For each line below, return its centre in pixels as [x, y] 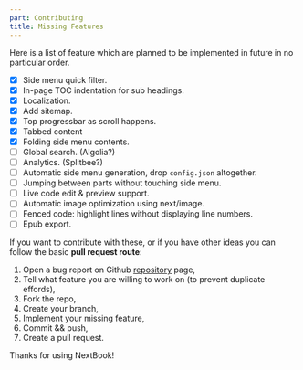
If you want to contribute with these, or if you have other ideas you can [143, 242]
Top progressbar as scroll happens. [89, 121]
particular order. [40, 62]
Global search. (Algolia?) [69, 152]
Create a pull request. [63, 338]
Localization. [47, 100]
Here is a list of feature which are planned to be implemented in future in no [151, 52]
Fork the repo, [49, 299]
